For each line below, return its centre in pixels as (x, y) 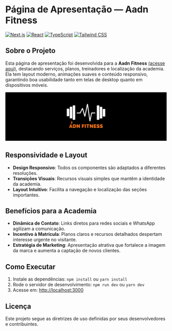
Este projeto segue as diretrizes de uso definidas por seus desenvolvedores (85, 319)
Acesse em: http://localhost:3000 (48, 290)
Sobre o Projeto (30, 51)
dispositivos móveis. (27, 85)
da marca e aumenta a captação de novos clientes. (67, 251)
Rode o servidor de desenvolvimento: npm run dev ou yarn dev (79, 285)
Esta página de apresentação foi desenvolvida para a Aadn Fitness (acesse (85, 63)
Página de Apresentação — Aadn (77, 10)
